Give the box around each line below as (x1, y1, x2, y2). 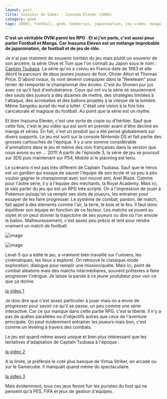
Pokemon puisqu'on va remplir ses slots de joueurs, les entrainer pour (5, 191, 149, 197)
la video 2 (5, 349, 26, 355)
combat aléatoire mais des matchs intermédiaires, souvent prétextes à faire (5, 268, 160, 274)
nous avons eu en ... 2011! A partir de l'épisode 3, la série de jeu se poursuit (5, 150, 160, 156)
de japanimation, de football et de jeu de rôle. (5, 45, 100, 51)
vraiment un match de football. (5, 223, 68, 229)
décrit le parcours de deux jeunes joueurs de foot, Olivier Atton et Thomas (5, 71, 158, 77)
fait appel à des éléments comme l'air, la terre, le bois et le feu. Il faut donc (5, 201, 158, 207)
